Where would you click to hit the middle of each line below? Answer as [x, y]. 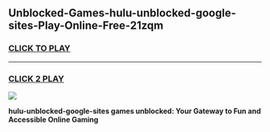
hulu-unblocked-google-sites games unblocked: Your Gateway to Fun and [135, 110]
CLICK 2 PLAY [36, 78]
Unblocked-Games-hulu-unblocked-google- [122, 13]
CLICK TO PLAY [39, 49]
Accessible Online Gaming [53, 119]
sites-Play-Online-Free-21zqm [86, 26]
